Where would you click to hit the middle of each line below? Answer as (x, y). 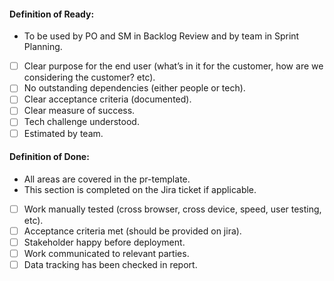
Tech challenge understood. (81, 122)
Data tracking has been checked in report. (110, 265)
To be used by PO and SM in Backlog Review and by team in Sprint (161, 36)
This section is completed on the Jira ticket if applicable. (140, 189)
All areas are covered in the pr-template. (107, 179)
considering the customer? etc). (89, 77)
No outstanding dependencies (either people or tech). (134, 88)
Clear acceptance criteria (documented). (107, 99)
